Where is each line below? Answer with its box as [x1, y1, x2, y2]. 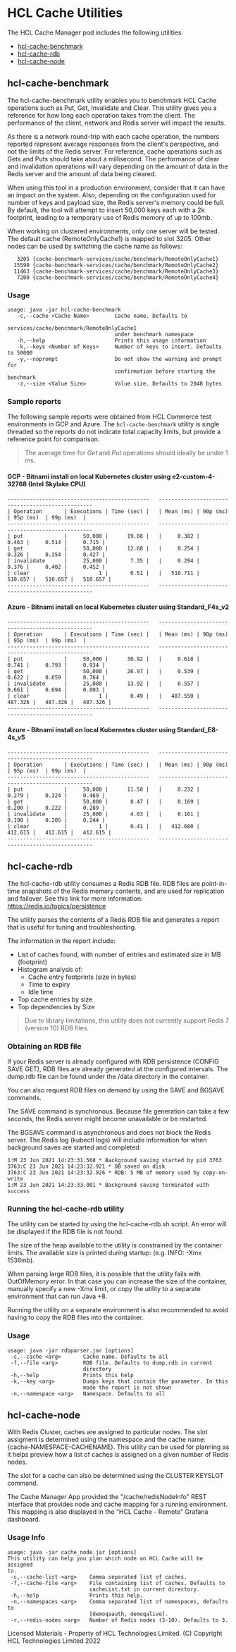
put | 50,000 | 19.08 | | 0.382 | [13, 532, 200, 540]
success [7, 1188, 30, 1195]
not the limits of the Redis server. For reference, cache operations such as [7, 147, 223, 156]
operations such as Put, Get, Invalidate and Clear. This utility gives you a [7, 104, 217, 112]
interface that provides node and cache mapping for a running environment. [7, 1500, 228, 1509]
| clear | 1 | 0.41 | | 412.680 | [7, 822, 200, 830]
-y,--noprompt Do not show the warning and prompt [16, 356, 222, 363]
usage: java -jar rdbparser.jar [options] [7, 1347, 134, 1354]
